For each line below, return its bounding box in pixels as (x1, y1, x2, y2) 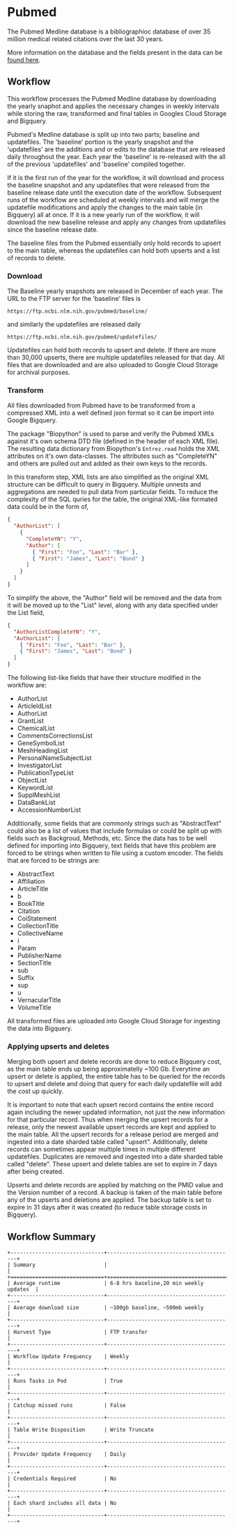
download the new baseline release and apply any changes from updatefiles (7, 218, 226, 226)
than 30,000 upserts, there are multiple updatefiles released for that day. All (7, 353, 225, 362)
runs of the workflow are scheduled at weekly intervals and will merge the (7, 195, 219, 204)
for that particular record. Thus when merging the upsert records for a (7, 1115, 208, 1124)
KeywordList (17, 783, 54, 792)
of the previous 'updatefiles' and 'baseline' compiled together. (7, 160, 186, 168)
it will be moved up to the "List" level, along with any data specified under (7, 601, 218, 609)
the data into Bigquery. (7, 1024, 73, 1033)
